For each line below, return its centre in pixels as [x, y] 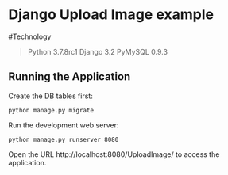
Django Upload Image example [111, 15]
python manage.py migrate [51, 110]
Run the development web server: [64, 125]
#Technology [30, 36]
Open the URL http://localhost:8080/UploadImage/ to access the [114, 154]
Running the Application [70, 77]
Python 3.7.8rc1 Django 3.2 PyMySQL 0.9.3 [98, 51]
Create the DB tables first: [50, 96]
